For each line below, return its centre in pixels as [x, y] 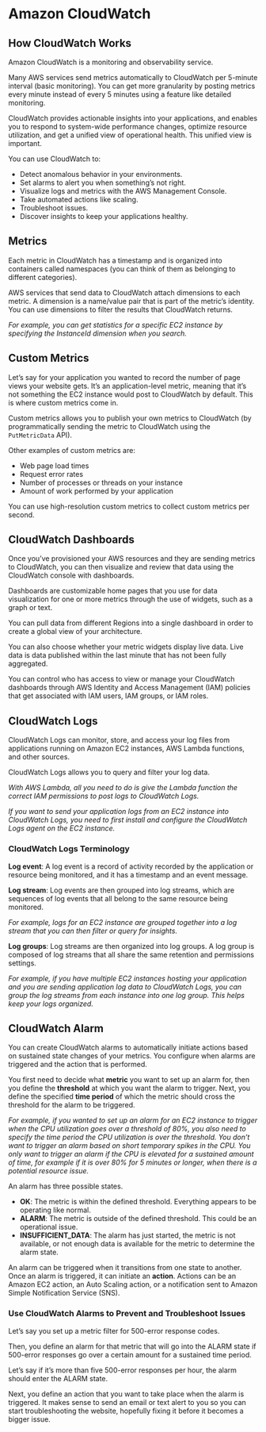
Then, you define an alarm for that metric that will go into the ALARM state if [132, 1346]
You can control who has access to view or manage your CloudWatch [122, 679]
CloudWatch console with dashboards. [71, 575]
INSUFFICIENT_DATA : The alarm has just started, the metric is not [127, 1235]
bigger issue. [30, 1419]
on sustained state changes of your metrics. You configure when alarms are [132, 1056]
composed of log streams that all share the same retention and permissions [131, 954]
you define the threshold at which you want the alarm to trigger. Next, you [129, 1088]
